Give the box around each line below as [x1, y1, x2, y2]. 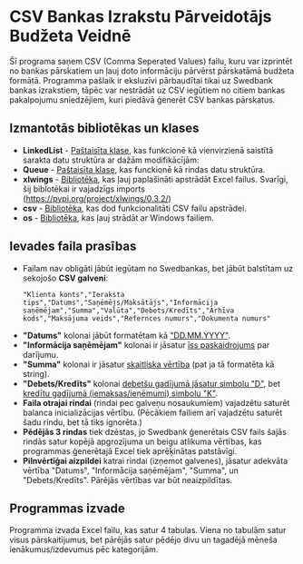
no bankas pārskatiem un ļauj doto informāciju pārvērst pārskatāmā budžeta [9, 65, 295, 76]
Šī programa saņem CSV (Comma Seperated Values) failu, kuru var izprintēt [9, 55, 293, 66]
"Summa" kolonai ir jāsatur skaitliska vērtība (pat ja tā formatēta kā [22, 359, 275, 370]
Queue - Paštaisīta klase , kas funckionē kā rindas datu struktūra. [22, 163, 266, 174]
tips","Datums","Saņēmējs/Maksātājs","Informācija [22, 298, 219, 307]
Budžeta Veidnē [9, 25, 132, 46]
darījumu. [22, 349, 59, 360]
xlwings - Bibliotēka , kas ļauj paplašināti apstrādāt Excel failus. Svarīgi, [22, 173, 288, 184]
